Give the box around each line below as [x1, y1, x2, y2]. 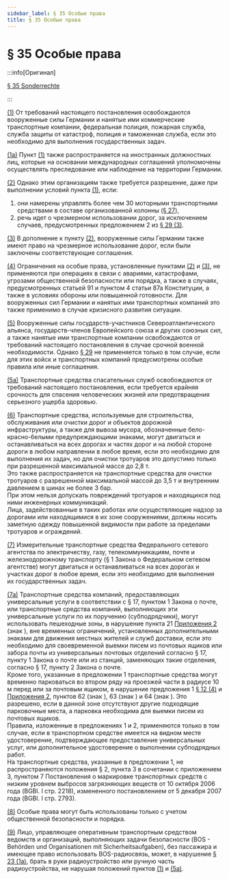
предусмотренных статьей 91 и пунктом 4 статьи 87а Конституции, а [7, 284, 210, 292]
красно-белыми [7, 433, 55, 441]
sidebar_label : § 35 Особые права [7, 10, 106, 17]
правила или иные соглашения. [7, 362, 99, 371]
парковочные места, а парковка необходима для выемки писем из [7, 707, 204, 715]
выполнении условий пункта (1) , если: [7, 186, 118, 194]
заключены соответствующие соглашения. [7, 249, 134, 257]
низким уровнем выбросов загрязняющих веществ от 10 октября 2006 [7, 780, 215, 788]
